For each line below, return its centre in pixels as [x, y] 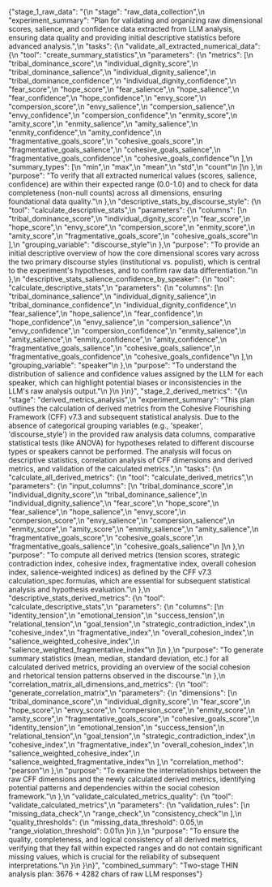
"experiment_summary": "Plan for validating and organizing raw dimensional [136, 20]
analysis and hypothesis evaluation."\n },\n [79, 589]
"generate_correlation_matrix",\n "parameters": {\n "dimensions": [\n [123, 693]
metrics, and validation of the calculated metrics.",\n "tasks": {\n [115, 469]
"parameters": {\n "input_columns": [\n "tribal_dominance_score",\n [121, 486]
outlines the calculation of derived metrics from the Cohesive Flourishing [130, 408]
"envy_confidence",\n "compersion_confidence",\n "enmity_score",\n [123, 115]
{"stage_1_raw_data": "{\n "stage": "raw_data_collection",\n [106, 12]
